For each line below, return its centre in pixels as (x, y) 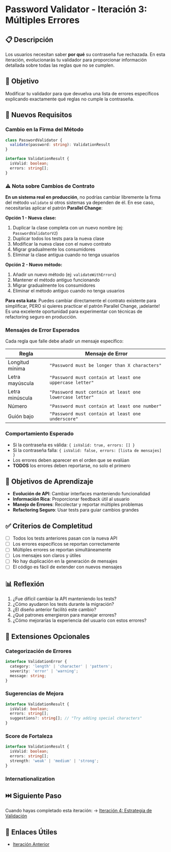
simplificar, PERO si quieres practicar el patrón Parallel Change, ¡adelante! (83, 306)
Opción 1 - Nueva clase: (31, 218)
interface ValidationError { (36, 662)
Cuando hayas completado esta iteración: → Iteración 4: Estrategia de (79, 811)
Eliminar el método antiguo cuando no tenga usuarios (68, 290)
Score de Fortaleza (29, 736)
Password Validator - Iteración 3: (76, 9)
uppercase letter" (72, 383)
